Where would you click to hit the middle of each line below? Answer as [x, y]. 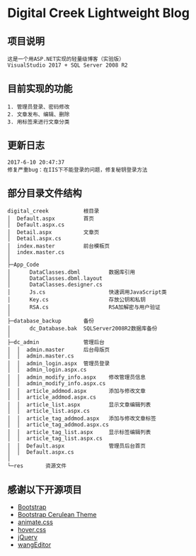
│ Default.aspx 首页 [51, 219]
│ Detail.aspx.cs [34, 239]
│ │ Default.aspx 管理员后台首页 [77, 446]
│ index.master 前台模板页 [59, 246]
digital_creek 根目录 [53, 211]
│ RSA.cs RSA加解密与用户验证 [84, 307]
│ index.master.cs [36, 252]
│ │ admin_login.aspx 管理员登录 [59, 364]
